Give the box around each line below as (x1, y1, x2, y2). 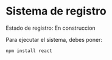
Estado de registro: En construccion (5, 24, 96, 32)
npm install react (5, 47, 52, 54)
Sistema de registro (5, 4, 107, 18)
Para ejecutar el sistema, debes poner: (5, 36, 103, 43)
